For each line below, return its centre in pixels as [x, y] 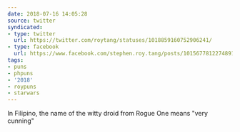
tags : [15, 60]
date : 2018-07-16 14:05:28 [47, 14]
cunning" [21, 121]
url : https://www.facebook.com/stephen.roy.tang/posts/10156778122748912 [126, 54]
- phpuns [20, 73]
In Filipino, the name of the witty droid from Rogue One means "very [108, 114]
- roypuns [22, 87]
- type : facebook [33, 47]
